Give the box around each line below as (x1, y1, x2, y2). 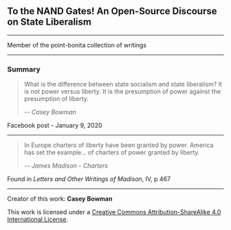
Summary (7, 65, 41, 74)
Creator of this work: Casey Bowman (7, 195, 113, 203)
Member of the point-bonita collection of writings (7, 41, 146, 49)
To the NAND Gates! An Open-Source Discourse (7, 5, 218, 17)
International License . (7, 216, 69, 224)
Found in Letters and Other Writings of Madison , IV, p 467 (7, 175, 171, 183)
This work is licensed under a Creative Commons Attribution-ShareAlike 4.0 (7, 208, 221, 216)
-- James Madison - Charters (23, 161, 109, 170)
